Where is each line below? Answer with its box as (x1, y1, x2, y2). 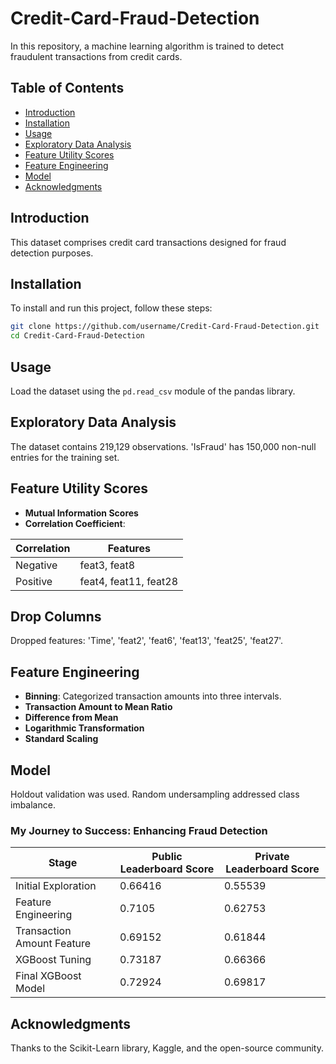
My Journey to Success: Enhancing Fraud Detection (10, 823, 268, 837)
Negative (15, 558, 58, 572)
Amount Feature (15, 937, 92, 951)
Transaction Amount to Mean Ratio (24, 701, 173, 713)
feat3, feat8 (79, 558, 136, 572)
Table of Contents (10, 80, 125, 97)
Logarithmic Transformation (24, 722, 145, 734)
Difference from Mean (24, 712, 119, 724)
